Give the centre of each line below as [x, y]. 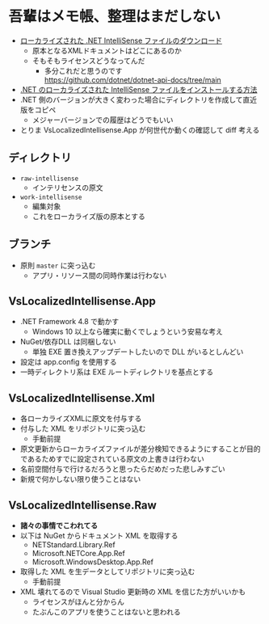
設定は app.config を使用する [68, 362]
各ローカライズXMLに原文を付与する [81, 419]
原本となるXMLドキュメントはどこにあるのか [107, 50]
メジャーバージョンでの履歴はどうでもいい [103, 120]
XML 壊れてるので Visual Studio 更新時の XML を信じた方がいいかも [133, 592]
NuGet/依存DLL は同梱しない [68, 342]
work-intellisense [51, 197]
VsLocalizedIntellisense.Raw [83, 505]
